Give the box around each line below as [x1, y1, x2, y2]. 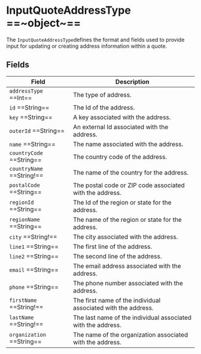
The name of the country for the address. [72, 168, 189, 176]
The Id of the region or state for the [72, 198, 172, 206]
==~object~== [6, 16, 81, 30]
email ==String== [9, 265, 59, 274]
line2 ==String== [9, 252, 59, 260]
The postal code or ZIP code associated [72, 181, 185, 189]
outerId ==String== [9, 126, 65, 135]
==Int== [9, 93, 32, 102]
